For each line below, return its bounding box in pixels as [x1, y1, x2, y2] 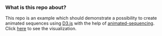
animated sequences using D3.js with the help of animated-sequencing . [5, 20, 155, 26]
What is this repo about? [5, 4, 67, 11]
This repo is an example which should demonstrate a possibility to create [5, 15, 157, 21]
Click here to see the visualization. [5, 26, 77, 32]
